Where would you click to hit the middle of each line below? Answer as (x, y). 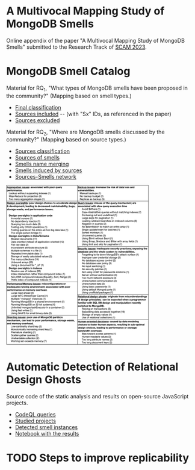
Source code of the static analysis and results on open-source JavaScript (97, 396)
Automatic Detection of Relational (92, 367)
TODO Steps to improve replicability (98, 458)
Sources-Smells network (45, 177)
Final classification (38, 107)
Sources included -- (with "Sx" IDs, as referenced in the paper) (93, 114)
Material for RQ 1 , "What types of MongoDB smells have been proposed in (97, 88)
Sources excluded (37, 120)
